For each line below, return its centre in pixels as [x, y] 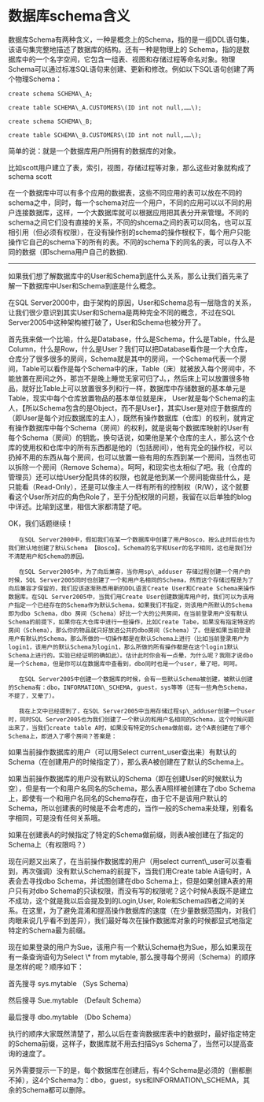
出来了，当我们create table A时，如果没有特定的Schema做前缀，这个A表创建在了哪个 [130, 728]
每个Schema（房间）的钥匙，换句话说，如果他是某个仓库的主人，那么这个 [128, 437]
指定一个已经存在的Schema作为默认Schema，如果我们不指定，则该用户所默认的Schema [133, 605]
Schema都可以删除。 [56, 1089]
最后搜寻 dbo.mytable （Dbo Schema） [72, 1017]
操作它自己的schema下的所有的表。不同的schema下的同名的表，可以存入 [126, 242]
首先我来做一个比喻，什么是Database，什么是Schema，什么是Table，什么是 [132, 339]
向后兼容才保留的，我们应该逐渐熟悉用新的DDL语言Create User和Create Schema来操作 [132, 588]
